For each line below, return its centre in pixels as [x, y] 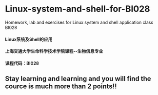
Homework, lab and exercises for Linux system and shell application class [79, 22]
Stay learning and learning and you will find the [78, 79]
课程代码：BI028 [22, 63]
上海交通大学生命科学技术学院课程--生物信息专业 [54, 51]
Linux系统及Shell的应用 [29, 39]
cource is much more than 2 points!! [61, 87]
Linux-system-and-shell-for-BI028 [78, 9]
